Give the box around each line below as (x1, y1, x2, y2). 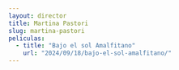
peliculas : (8, 34, 45, 43)
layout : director (8, 11, 67, 20)
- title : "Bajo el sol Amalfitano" (15, 42, 136, 50)
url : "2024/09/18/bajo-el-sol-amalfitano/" (23, 49, 173, 57)
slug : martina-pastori (8, 27, 85, 35)
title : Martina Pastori (8, 19, 89, 27)
